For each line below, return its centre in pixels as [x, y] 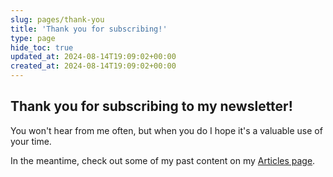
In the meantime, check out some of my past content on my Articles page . [163, 160]
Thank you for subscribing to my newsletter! [151, 106]
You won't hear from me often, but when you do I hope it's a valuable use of [166, 130]
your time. [31, 141]
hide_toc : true [42, 47]
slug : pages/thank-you [57, 19]
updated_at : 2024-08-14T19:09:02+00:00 [93, 57]
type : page [33, 38]
